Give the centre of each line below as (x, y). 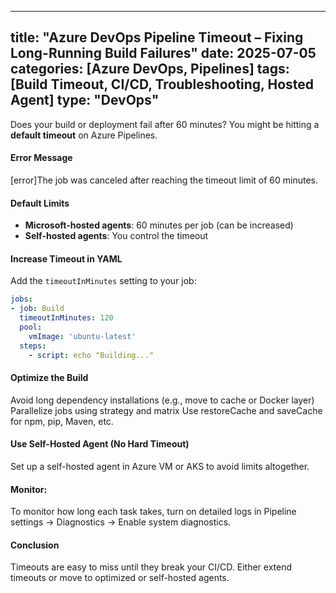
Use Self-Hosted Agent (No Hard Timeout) (100, 444)
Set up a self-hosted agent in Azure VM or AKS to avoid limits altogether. (160, 466)
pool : (31, 327)
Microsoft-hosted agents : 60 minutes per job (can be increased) (159, 225)
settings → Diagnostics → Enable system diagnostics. (121, 522)
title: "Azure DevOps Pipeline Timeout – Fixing (157, 37)
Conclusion (35, 545)
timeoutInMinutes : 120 (66, 318)
